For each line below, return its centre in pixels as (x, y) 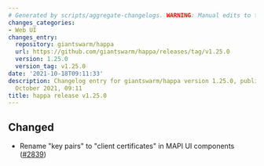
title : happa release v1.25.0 (58, 96)
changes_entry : (33, 37)
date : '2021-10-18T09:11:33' (56, 74)
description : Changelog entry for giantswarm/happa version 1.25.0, (123, 81)
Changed (31, 127)
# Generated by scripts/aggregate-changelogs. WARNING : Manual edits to (130, 15)
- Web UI (22, 30)
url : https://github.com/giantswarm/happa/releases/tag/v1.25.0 (123, 52)
